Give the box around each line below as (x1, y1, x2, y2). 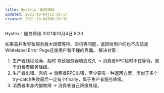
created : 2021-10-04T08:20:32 (5, 16, 68, 21)
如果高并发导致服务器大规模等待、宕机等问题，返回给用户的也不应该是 (5, 41, 149, 47)
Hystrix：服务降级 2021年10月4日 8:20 (5, 31, 83, 37)
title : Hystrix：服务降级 (5, 7, 55, 12)
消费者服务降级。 (16, 64, 52, 70)
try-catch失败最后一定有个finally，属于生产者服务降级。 (12, 76, 126, 82)
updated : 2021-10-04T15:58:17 (5, 12, 68, 17)
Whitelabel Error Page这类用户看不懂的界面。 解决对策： (5, 47, 120, 53)
